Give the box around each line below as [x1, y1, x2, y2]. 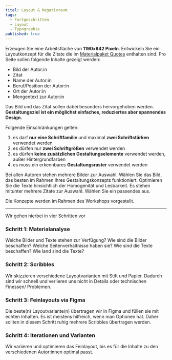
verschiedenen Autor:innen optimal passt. [5, 349, 94, 355]
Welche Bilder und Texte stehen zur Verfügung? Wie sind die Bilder [5, 237, 147, 243]
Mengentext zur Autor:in [12, 93, 64, 100]
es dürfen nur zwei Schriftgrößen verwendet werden [12, 145, 125, 151]
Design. [5, 115, 23, 121]
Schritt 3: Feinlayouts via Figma [5, 296, 85, 304]
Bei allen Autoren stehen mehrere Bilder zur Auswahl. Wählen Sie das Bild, [5, 172, 162, 178]
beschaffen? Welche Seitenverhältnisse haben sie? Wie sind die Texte [5, 242, 153, 249]
